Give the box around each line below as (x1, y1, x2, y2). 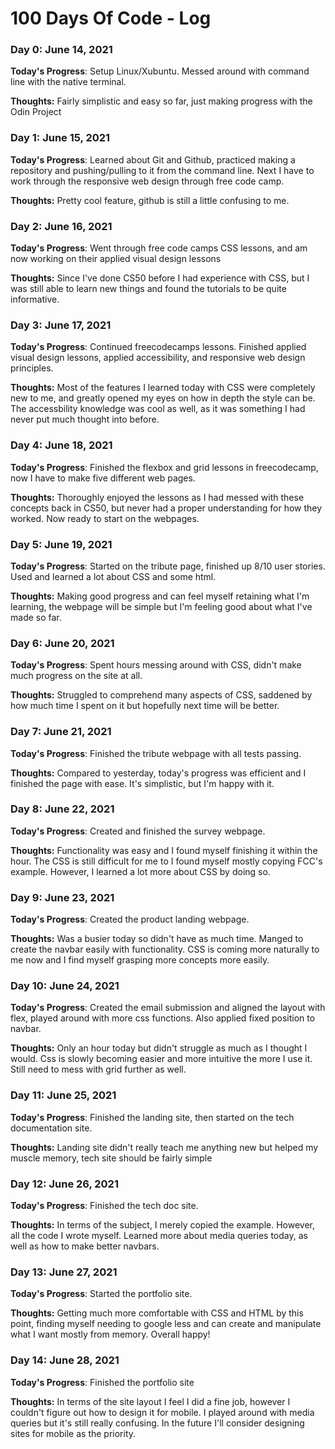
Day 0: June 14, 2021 (10, 43, 113, 57)
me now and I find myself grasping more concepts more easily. (10, 954, 270, 966)
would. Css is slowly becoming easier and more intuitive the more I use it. (10, 1053, 313, 1065)
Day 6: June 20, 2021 (10, 636, 115, 650)
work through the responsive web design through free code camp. (10, 175, 285, 187)
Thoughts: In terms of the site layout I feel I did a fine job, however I (10, 1395, 291, 1407)
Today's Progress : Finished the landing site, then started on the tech (10, 1111, 295, 1123)
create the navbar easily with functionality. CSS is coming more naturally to (10, 943, 320, 956)
